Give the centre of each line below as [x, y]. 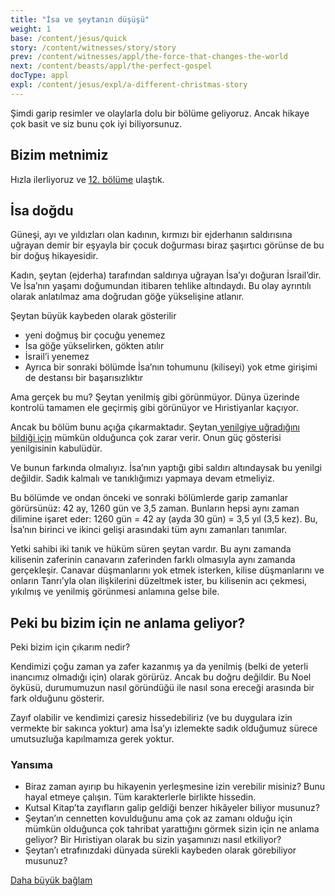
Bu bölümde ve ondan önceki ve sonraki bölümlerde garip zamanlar [149, 498]
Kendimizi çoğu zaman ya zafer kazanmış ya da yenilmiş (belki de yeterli [159, 667]
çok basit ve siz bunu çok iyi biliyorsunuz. [96, 123]
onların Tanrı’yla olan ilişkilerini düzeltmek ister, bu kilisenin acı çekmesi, [159, 581]
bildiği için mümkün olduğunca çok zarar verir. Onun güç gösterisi [146, 438]
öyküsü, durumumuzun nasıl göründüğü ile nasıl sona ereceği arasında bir [162, 688]
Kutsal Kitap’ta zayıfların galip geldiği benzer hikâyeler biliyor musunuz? [172, 808]
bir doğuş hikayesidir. [54, 256]
